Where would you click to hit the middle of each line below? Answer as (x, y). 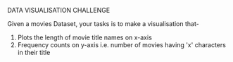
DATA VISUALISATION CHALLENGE (59, 10)
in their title (34, 52)
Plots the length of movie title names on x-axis (85, 37)
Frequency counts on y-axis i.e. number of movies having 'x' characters (122, 45)
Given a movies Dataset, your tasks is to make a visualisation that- (103, 24)
